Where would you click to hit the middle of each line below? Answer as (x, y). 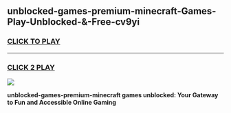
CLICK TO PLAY (34, 42)
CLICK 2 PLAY (31, 67)
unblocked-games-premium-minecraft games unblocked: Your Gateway (113, 95)
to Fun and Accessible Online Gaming (62, 102)
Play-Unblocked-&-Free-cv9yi (73, 22)
